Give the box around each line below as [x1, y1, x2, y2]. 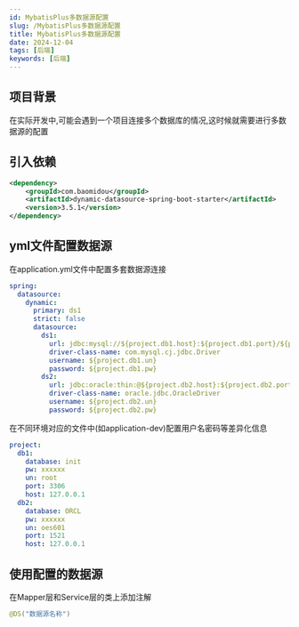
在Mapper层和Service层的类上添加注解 [9, 592, 152, 602]
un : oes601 [25, 523, 66, 532]
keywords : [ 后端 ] [9, 54, 71, 63]
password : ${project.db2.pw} [48, 406, 158, 414]
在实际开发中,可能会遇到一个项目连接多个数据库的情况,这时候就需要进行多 [9, 115, 279, 125]
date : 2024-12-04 [9, 37, 74, 47]
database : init [25, 457, 82, 466]
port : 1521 [25, 531, 66, 541]
